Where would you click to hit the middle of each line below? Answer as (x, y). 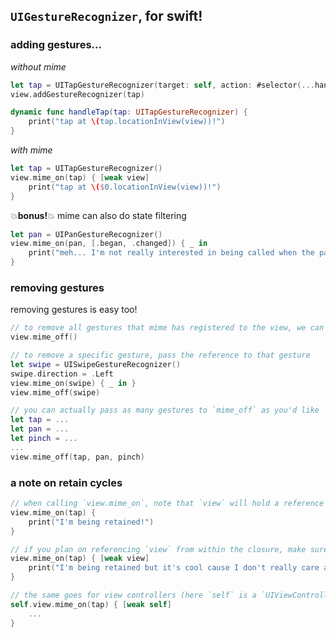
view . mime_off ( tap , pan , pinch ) (77, 457)
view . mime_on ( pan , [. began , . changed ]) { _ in (109, 244)
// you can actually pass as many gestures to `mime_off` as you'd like (165, 410)
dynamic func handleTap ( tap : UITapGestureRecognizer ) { (129, 112)
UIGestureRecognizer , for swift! (106, 16)
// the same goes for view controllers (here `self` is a (133, 595)
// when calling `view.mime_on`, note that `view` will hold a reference (167, 504)
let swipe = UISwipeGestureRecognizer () (96, 364)
